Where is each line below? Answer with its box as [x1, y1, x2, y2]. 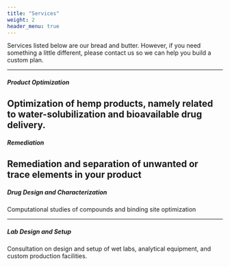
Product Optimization [7, 78, 70, 86]
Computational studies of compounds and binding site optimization [7, 205, 196, 214]
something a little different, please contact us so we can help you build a [7, 49, 212, 57]
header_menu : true [7, 23, 60, 29]
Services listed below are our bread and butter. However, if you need [7, 42, 201, 50]
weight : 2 [7, 16, 36, 23]
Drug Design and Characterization [7, 188, 107, 196]
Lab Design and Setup [7, 227, 72, 236]
